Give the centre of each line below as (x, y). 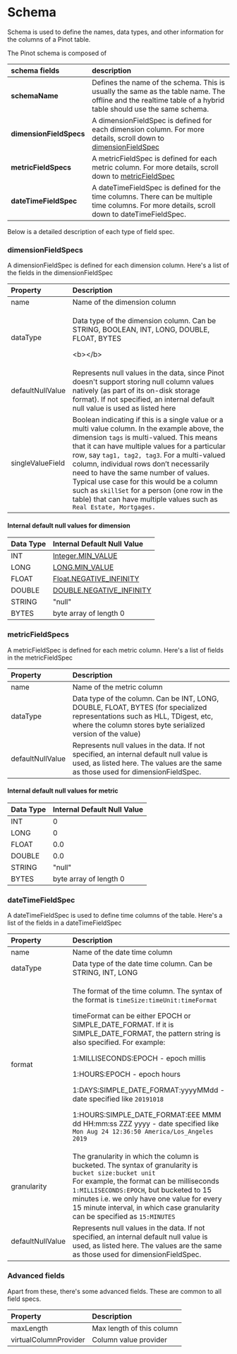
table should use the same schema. (150, 109)
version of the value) (107, 734)
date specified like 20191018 (118, 1099)
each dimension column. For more (148, 129)
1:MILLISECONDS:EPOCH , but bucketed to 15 (142, 1190)
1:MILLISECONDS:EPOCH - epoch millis (139, 1058)
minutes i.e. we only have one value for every (147, 1199)
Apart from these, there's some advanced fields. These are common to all (115, 1291)
